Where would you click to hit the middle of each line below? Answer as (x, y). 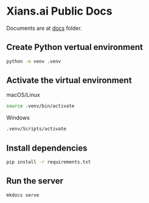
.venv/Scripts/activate (36, 129)
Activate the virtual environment (69, 80)
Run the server (35, 181)
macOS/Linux (23, 95)
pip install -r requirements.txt (49, 162)
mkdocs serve (23, 195)
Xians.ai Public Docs (59, 11)
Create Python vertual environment (75, 47)
